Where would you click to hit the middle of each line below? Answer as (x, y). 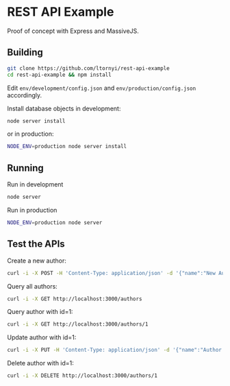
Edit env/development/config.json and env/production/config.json (102, 88)
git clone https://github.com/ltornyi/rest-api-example (88, 68)
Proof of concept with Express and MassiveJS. (73, 31)
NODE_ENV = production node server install (67, 147)
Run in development (35, 184)
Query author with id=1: (40, 312)
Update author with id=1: (42, 337)
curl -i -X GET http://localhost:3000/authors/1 (78, 324)
